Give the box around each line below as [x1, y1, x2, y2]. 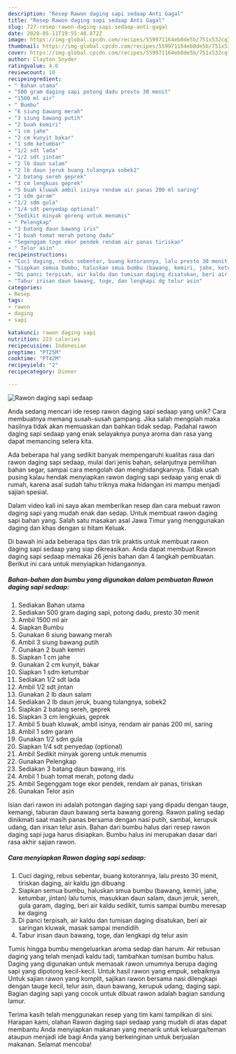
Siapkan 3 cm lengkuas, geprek [18, 712, 109, 720]
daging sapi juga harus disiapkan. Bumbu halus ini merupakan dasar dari [8, 830, 218, 838]
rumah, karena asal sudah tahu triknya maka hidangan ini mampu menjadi [8, 480, 220, 488]
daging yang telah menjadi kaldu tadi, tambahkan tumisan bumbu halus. [8, 952, 216, 960]
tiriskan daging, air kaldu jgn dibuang [18, 879, 125, 887]
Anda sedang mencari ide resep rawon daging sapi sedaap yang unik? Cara [8, 407, 226, 416]
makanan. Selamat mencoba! [8, 1040, 92, 1048]
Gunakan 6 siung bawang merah [18, 630, 113, 638]
